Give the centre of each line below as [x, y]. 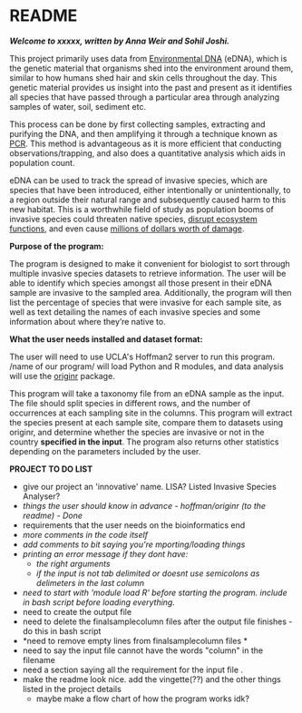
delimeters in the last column [90, 582]
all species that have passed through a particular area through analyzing [145, 97]
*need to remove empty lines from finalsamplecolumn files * [135, 640]
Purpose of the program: [57, 246]
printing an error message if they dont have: [105, 553]
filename [39, 659]
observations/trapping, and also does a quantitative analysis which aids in [147, 153]
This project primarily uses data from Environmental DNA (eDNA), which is [148, 58]
